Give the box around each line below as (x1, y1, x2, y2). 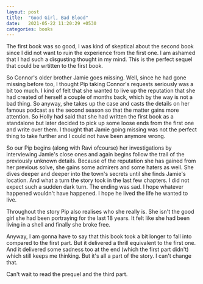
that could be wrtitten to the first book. (6, 62, 104, 70)
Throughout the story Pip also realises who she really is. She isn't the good (6, 208, 194, 216)
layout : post (6, 9, 40, 15)
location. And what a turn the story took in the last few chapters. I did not (6, 177, 190, 184)
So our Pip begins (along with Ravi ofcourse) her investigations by (6, 144, 172, 151)
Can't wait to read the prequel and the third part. (6, 271, 128, 278)
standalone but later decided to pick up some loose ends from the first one (6, 120, 194, 127)
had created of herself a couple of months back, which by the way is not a (6, 93, 193, 101)
